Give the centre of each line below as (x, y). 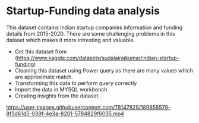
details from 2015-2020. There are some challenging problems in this (91, 33)
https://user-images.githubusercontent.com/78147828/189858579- (89, 107)
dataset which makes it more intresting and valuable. (71, 40)
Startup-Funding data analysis (83, 11)
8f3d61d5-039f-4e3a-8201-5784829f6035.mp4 (65, 113)
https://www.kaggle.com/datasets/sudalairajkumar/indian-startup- (98, 58)
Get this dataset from (41, 51)
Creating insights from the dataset (56, 96)
